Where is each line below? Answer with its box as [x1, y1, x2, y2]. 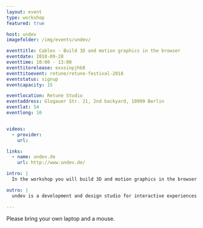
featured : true [6, 20, 45, 26]
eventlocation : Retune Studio [6, 92, 83, 99]
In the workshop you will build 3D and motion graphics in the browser [12, 176, 198, 182]
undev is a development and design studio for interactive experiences [12, 193, 198, 199]
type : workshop [6, 15, 45, 21]
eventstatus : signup [6, 76, 59, 82]
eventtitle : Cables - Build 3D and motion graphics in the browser [6, 48, 181, 54]
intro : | [6, 171, 29, 177]
